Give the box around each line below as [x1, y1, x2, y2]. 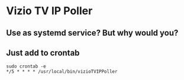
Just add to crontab [6, 47, 80, 57]
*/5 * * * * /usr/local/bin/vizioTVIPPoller [6, 69, 118, 75]
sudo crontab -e [6, 63, 46, 69]
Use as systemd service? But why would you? [6, 28, 179, 38]
